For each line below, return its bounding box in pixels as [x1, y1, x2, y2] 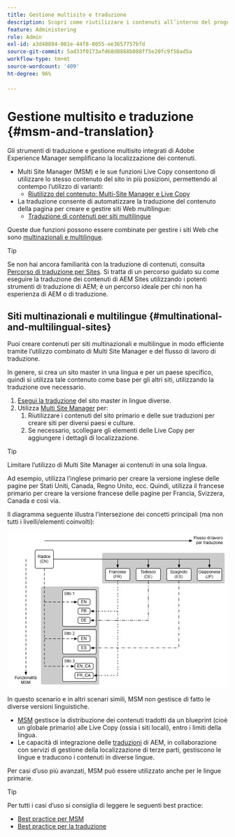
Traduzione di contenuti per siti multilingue [27, 212, 152, 220]
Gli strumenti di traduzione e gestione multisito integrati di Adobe [7, 147, 194, 155]
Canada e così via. [7, 496, 61, 505]
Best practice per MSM [17, 815, 85, 823]
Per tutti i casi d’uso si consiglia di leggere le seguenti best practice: [7, 801, 204, 810]
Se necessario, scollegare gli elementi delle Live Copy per [27, 427, 195, 435]
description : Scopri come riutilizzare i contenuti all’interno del [7, 18, 211, 26]
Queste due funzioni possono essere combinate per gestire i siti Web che [7, 226, 219, 234]
